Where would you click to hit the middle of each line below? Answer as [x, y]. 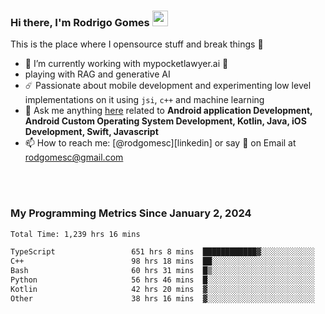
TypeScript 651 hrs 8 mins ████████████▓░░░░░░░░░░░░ [162, 252]
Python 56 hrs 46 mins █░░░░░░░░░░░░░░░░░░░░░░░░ [162, 280]
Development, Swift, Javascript [91, 132]
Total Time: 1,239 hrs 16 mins [75, 234]
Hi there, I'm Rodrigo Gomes [80, 22]
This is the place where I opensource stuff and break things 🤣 [137, 44]
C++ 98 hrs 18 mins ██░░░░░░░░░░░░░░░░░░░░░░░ [162, 261]
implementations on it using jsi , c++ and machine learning [144, 100]
